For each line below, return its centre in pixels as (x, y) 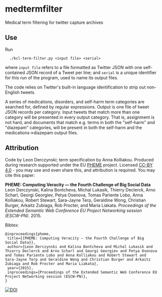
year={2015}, (20, 268)
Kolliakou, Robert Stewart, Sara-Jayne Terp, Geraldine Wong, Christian (76, 200)
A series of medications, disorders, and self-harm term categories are (75, 102)
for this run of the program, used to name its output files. (62, 78)
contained (15, 72)
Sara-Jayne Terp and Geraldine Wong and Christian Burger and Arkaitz (78, 259)
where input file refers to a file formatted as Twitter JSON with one (73, 67)
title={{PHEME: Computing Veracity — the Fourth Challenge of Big (76, 238)
